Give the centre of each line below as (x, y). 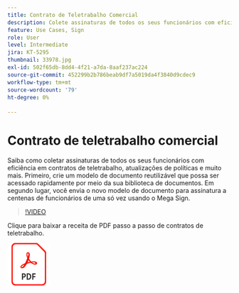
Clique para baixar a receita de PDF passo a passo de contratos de (106, 226)
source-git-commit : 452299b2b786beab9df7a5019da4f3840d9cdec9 (101, 74)
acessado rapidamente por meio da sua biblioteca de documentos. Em (111, 183)
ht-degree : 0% (28, 97)
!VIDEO (35, 212)
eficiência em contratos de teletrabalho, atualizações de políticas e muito (115, 168)
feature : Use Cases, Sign (46, 30)
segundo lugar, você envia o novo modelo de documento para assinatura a (117, 191)
